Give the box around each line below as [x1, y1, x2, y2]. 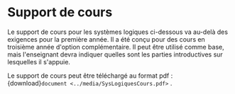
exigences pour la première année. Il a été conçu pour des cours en [7, 35, 206, 43]
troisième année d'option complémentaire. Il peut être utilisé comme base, [7, 42, 225, 51]
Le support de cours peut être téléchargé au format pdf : [7, 71, 173, 80]
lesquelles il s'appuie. [7, 57, 71, 66]
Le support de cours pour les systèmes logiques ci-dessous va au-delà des [7, 28, 229, 36]
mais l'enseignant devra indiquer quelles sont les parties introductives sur [7, 50, 224, 59]
